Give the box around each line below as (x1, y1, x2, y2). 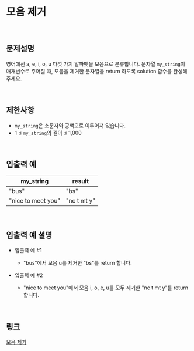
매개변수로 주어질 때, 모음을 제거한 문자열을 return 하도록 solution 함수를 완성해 (6, 67, 188, 75)
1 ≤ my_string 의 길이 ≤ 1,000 (14, 129, 82, 136)
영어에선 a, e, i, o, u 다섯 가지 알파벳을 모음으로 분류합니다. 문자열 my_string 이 (6, 60, 185, 67)
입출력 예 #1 (14, 247, 42, 254)
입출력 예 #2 (14, 272, 43, 279)
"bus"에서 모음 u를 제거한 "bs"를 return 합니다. (23, 259, 133, 266)
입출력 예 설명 (6, 230, 53, 240)
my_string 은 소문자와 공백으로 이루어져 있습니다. (14, 122, 126, 129)
